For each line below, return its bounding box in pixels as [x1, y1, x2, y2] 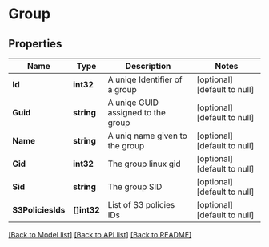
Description [125, 61, 171, 71]
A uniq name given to [107, 130, 188, 141]
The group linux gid [107, 158, 181, 169]
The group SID [107, 181, 163, 192]
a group [107, 84, 138, 95]
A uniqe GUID [107, 97, 159, 108]
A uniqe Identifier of [107, 74, 183, 85]
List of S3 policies [107, 200, 175, 210]
